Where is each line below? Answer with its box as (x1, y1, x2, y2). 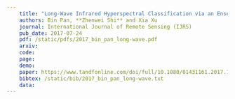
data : (19, 82, 36, 89)
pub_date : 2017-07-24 (19, 29, 82, 37)
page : (19, 56, 36, 63)
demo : (19, 62, 36, 69)
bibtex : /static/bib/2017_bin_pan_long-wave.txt (19, 75, 164, 82)
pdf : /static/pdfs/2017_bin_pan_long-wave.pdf (19, 36, 158, 43)
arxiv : (19, 43, 39, 49)
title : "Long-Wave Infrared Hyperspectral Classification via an (19, 10, 215, 17)
